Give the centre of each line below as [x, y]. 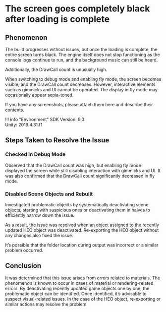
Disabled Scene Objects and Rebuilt [49, 194]
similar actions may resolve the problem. [46, 304]
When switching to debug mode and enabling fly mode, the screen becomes [83, 79]
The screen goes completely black [78, 9]
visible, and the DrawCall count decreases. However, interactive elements [80, 84]
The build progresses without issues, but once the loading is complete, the [81, 49]
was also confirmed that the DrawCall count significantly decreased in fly [80, 176]
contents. [15, 110]
